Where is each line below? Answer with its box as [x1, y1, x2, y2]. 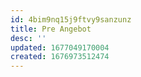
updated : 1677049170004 [10, 42, 110, 53]
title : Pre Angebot [10, 24, 92, 34]
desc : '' [10, 33, 47, 43]
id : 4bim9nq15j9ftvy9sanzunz [10, 14, 132, 25]
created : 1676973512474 [10, 52, 110, 62]
